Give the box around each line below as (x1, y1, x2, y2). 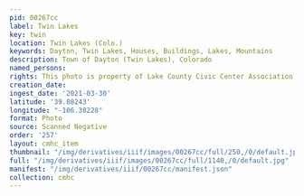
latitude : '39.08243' (9, 97, 91, 107)
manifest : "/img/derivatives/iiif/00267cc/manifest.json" (9, 164, 233, 173)
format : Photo (9, 114, 63, 123)
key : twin (9, 30, 47, 39)
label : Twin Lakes (9, 22, 79, 31)
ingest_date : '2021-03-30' (9, 89, 111, 98)
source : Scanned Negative (9, 123, 107, 132)
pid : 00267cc (9, 13, 59, 23)
